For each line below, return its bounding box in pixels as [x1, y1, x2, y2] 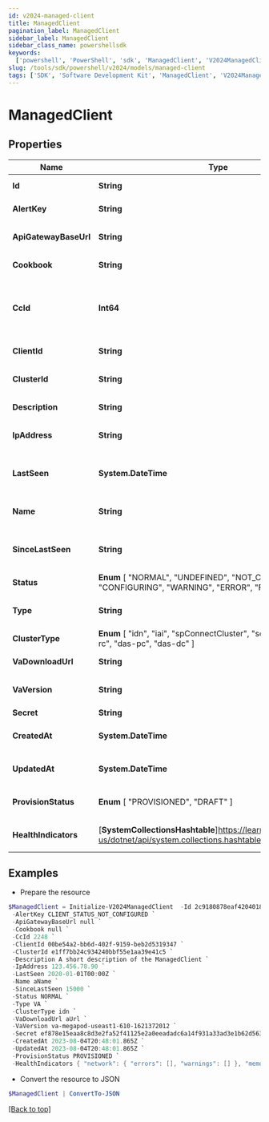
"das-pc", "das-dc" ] [113, 638, 195, 649]
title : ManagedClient [8, 19, 81, 27]
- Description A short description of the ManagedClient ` [11, 955, 210, 963]
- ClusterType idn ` [11, 1007, 78, 1015]
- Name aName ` [11, 978, 59, 986]
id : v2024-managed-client [8, 11, 94, 20]
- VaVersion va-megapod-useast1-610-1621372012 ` [11, 1023, 178, 1031]
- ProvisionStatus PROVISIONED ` [11, 1051, 120, 1060]
